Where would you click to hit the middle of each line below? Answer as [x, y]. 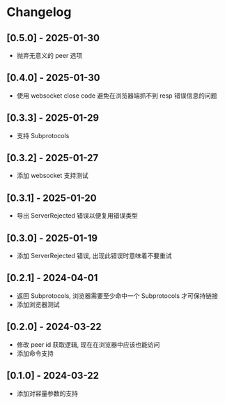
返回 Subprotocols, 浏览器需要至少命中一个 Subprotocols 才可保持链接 [117, 295]
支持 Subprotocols [43, 135]
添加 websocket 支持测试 [52, 176]
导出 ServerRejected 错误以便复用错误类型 [77, 216]
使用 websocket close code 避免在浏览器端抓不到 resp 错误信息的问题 [117, 96]
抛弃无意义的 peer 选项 [49, 55]
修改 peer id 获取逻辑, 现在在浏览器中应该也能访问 [88, 344]
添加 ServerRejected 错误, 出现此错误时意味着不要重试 [94, 256]
